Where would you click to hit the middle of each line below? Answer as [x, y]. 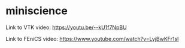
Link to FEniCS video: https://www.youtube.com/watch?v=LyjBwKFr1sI [92, 39]
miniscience [37, 11]
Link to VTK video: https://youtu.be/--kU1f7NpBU [66, 27]
